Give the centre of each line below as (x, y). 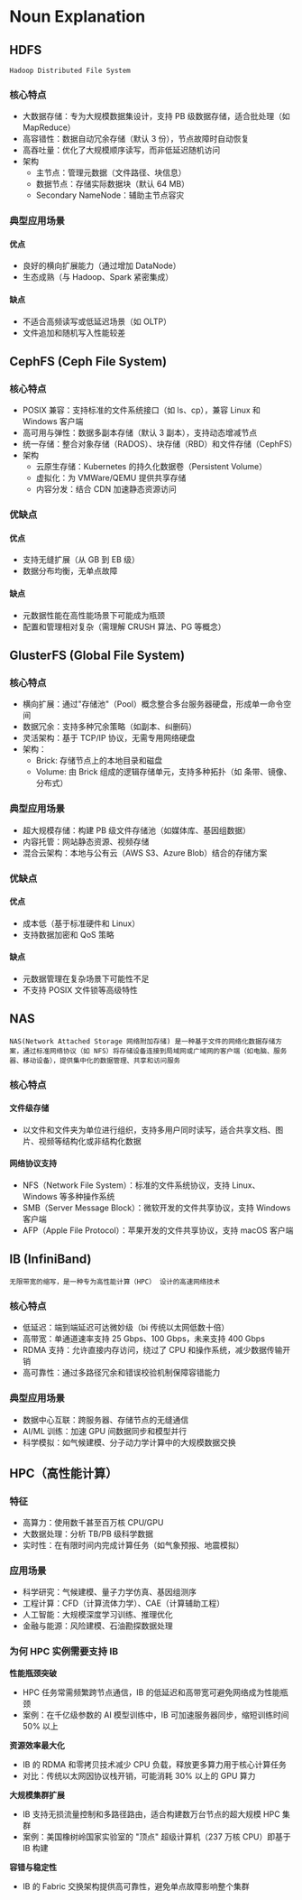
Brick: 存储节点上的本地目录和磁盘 (99, 761)
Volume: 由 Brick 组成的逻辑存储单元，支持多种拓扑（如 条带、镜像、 (164, 772)
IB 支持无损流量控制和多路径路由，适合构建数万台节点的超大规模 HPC (151, 1814)
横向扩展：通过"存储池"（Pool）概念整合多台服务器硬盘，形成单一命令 (153, 704)
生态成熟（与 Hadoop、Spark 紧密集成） (98, 277)
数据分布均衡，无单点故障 (70, 571)
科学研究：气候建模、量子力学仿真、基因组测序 (109, 1592)
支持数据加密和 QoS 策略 (68, 934)
